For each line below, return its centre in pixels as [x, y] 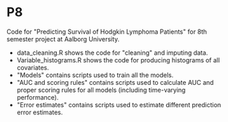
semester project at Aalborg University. [63, 39]
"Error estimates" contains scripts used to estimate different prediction [119, 104]
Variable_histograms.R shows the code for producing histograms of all [118, 60]
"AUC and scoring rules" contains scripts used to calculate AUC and [115, 82]
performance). [38, 97]
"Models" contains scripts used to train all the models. [95, 75]
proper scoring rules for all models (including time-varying [101, 90]
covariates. [33, 67]
